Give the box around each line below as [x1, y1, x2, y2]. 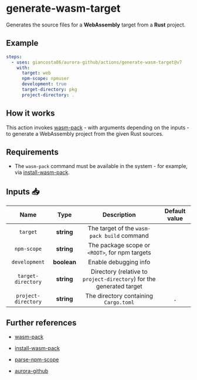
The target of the [87, 224, 134, 233]
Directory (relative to [90, 268, 148, 276]
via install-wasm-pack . [14, 169, 70, 176]
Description [102, 211, 136, 219]
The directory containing [85, 292, 154, 300]
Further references [6, 318, 77, 328]
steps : [6, 53, 22, 60]
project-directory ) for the [82, 275, 156, 283]
